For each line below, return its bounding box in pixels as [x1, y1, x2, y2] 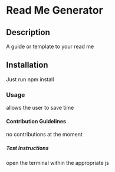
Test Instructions [6, 144, 49, 151]
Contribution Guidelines [6, 117, 67, 125]
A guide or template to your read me [6, 43, 94, 50]
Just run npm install [6, 75, 54, 83]
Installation [6, 60, 48, 70]
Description [6, 27, 50, 37]
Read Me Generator [6, 4, 103, 17]
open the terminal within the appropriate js [6, 160, 109, 167]
